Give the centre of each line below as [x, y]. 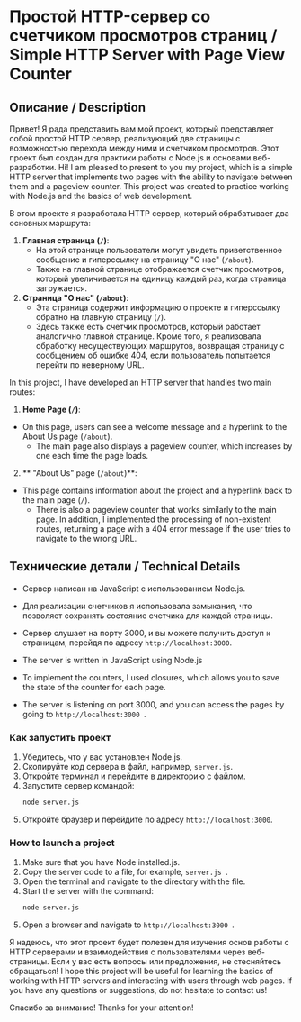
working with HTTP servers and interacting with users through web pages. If [151, 981]
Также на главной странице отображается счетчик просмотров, [160, 269]
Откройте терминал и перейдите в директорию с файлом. [134, 776]
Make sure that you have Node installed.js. [101, 862]
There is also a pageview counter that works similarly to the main [156, 510]
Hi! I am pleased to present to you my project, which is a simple [175, 167]
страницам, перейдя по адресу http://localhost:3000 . [127, 643]
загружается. [62, 288]
